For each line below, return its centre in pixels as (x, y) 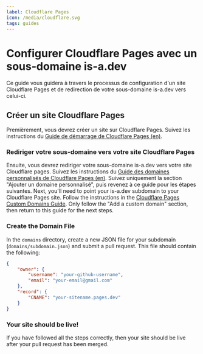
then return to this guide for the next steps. (60, 210)
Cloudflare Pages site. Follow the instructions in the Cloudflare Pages (93, 198)
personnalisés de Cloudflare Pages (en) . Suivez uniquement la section (94, 178)
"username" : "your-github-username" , (76, 275)
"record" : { (32, 292)
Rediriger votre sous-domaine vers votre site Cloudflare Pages (101, 152)
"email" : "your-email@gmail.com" (71, 280)
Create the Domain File (41, 226)
